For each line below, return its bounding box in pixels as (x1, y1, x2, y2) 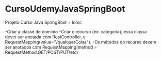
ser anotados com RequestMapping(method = (5, 44, 97, 50)
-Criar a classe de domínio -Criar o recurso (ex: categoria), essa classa (5, 29, 147, 34)
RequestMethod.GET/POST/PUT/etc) (5, 49, 79, 55)
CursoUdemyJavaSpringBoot (5, 3, 125, 15)
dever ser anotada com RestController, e (5, 34, 86, 40)
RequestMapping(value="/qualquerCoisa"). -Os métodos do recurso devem (5, 39, 157, 45)
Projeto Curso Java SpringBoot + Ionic (5, 19, 82, 25)
